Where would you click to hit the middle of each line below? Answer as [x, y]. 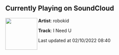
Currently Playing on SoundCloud [60, 8]
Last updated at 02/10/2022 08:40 [74, 40]
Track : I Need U [55, 31]
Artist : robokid [54, 20]
